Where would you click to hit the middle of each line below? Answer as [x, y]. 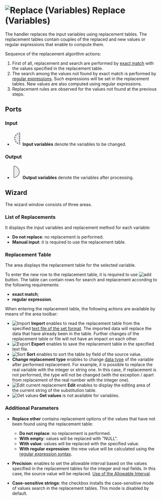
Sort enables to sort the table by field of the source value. [84, 355]
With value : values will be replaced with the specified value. [79, 443]
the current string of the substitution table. [54, 390]
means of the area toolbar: [31, 314]
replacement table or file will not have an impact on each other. [75, 339]
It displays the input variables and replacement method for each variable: [78, 227]
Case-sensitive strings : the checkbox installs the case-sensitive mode [83, 483]
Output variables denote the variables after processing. [78, 177]
